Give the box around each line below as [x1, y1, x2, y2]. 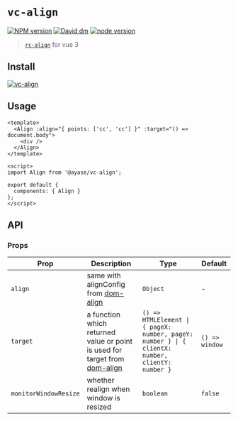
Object [142, 285, 164, 293]
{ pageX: [142, 323, 172, 332]
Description [91, 258, 132, 268]
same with [86, 270, 122, 280]
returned [86, 327, 116, 337]
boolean [142, 390, 169, 398]
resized [86, 402, 112, 412]
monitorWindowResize [11, 390, 80, 398]
